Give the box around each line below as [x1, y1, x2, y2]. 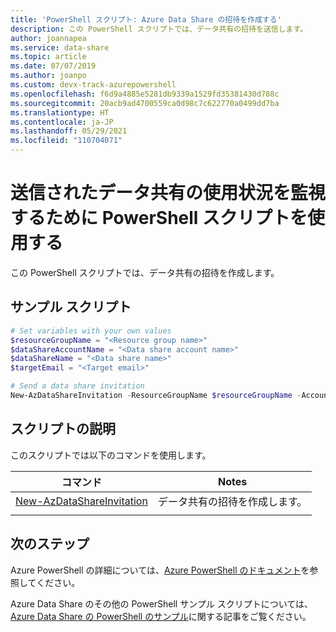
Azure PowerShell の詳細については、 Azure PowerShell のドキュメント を [10, 564, 310, 576]
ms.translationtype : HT [10, 107, 110, 118]
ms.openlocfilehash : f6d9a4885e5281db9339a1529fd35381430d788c [10, 89, 280, 99]
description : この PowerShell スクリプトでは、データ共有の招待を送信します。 [10, 24, 308, 34]
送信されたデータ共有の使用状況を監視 [10, 182, 327, 205]
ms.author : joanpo [10, 71, 87, 81]
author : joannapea [10, 33, 87, 43]
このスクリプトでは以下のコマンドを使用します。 [10, 449, 212, 461]
